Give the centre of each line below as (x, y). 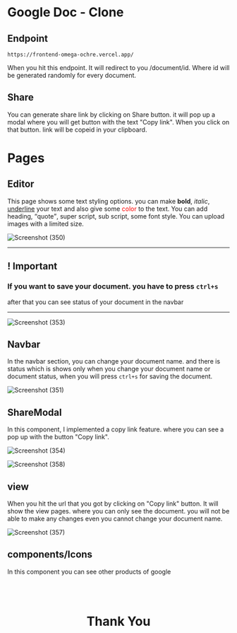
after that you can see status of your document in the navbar (96, 302)
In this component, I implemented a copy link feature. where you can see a (116, 429)
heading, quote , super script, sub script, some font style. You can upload (116, 216)
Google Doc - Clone (66, 12)
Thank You (119, 621)
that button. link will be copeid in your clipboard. (77, 129)
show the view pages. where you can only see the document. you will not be (119, 511)
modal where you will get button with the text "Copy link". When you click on (119, 122)
